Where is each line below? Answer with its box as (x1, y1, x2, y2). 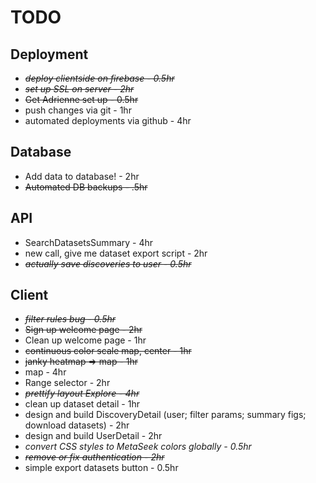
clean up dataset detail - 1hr (24, 398, 140, 410)
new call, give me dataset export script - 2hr (24, 247, 208, 259)
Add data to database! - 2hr (24, 170, 140, 182)
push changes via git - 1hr (24, 104, 132, 116)
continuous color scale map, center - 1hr (24, 345, 192, 357)
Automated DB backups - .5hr (24, 181, 148, 193)
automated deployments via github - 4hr (24, 115, 192, 126)
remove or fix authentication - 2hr (24, 451, 165, 463)
